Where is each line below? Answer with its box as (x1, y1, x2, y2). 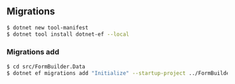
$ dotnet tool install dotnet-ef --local (6, 31, 130, 38)
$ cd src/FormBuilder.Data (6, 63, 86, 70)
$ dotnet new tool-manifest (6, 24, 89, 31)
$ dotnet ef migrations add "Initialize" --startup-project (6, 69, 187, 76)
